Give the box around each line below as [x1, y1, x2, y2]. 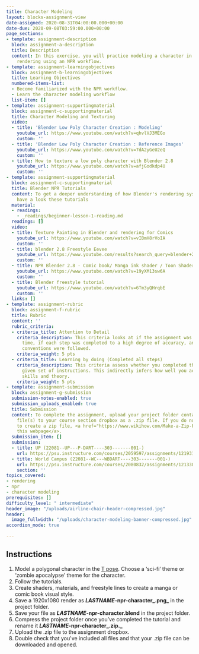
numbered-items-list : [11, 81, 65, 87]
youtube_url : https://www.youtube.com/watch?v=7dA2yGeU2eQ [17, 147, 166, 153]
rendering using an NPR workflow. [17, 58, 102, 64]
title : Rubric [11, 312, 46, 318]
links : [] [11, 296, 36, 302]
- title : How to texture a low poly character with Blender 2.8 [11, 158, 174, 164]
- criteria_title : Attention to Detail [11, 329, 110, 335]
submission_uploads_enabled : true [11, 401, 97, 407]
